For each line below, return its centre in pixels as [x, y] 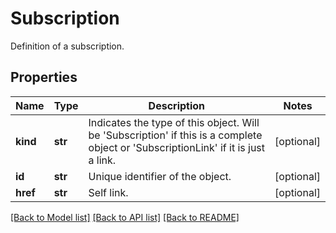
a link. [102, 160]
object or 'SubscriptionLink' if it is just [177, 147]
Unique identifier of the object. [160, 176]
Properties [44, 77]
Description [177, 105]
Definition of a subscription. [67, 46]
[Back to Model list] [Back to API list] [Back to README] [125, 217]
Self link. [108, 192]
